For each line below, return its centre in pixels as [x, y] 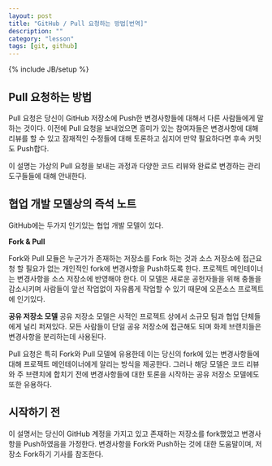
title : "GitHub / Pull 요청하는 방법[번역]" [78, 24]
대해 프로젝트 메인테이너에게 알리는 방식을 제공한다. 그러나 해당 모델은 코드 [127, 364]
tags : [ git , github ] [43, 46]
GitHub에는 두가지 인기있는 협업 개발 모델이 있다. [86, 225]
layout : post [30, 16]
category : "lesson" [41, 39]
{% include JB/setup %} [49, 69]
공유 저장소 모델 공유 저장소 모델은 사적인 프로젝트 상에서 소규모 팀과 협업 [124, 316]
